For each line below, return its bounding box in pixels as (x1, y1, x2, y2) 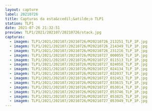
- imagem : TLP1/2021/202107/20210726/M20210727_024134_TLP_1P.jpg (9, 67, 148, 72)
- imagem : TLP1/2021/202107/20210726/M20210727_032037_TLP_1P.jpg (9, 71, 148, 76)
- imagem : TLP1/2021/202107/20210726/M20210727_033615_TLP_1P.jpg (9, 80, 148, 85)
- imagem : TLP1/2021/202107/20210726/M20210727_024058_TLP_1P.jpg (9, 62, 148, 67)
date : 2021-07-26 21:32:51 (5, 26, 60, 30)
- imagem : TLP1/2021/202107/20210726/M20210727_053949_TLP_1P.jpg (9, 99, 148, 104)
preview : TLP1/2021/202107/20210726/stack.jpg (5, 30, 102, 35)
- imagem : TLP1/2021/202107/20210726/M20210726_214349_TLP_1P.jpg (9, 44, 148, 49)
